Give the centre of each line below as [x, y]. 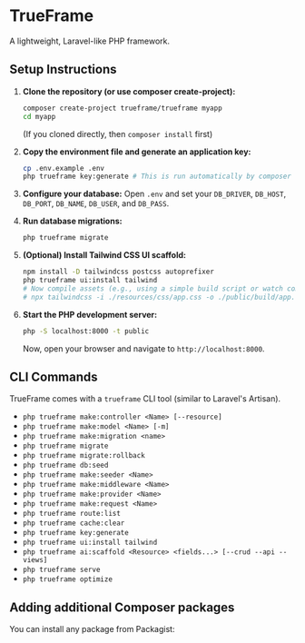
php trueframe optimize [68, 579]
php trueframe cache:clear [74, 523]
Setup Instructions [63, 69]
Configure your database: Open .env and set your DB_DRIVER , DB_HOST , [154, 194]
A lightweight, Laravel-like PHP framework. [90, 41]
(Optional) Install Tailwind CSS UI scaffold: [104, 255]
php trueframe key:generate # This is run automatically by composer [157, 177]
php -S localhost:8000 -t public [86, 331]
